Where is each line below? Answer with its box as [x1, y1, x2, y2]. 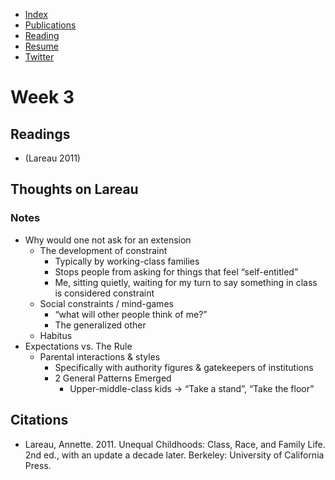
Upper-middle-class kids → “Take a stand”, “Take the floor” [69, 382, 315, 394]
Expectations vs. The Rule [24, 340, 133, 352]
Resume [24, 40, 59, 52]
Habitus [39, 329, 73, 341]
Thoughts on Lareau [10, 181, 139, 198]
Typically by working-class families [54, 255, 200, 267]
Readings [10, 125, 71, 143]
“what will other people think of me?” [54, 308, 208, 320]
